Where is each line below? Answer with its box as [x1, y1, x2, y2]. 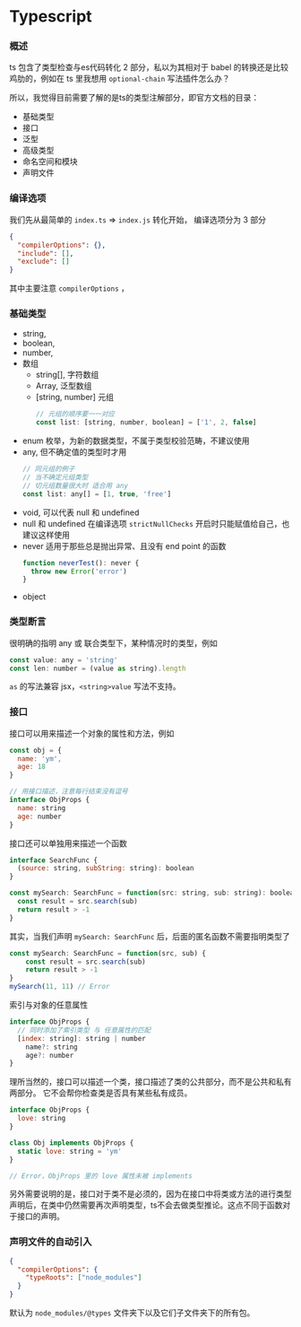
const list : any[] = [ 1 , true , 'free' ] [21, 489, 172, 499]
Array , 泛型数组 [35, 380, 92, 391]
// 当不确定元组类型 [21, 473, 89, 482]
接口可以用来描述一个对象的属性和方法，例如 [9, 728, 175, 738]
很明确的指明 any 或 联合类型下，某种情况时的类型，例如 [9, 637, 218, 648]
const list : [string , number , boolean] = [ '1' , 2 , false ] [35, 418, 257, 427]
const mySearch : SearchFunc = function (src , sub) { [9, 948, 206, 957]
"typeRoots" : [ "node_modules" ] [25, 1273, 142, 1282]
